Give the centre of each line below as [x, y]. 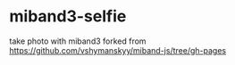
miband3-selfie [68, 16]
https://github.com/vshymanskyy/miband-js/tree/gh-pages [117, 50]
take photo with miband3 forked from [78, 41]
